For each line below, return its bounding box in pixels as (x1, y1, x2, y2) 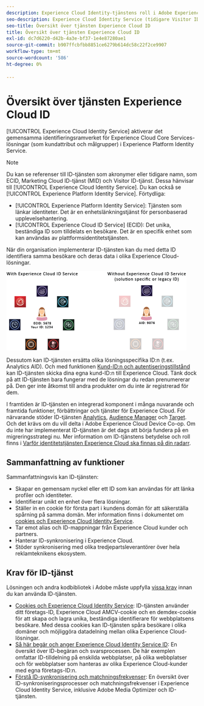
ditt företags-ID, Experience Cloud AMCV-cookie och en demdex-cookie (15, 609, 197, 616)
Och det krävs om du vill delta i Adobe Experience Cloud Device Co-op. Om (6, 420, 195, 428)
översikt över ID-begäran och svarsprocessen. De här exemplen (15, 648, 176, 655)
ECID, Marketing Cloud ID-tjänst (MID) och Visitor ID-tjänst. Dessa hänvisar (6, 177, 194, 185)
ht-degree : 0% (6, 61, 42, 67)
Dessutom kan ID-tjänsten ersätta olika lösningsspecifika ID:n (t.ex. (6, 356, 174, 364)
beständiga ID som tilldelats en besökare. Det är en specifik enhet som (15, 228, 192, 235)
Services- (170, 134, 195, 141)
